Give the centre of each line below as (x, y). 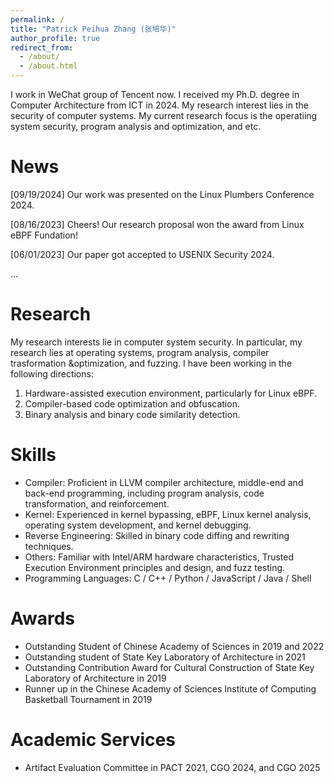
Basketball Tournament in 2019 (88, 699)
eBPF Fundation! (44, 235)
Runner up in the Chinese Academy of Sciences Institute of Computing (170, 688)
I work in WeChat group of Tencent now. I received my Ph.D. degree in (155, 94)
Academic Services (93, 739)
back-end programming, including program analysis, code (144, 493)
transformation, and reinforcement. (97, 503)
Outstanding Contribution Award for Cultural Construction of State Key (169, 667)
